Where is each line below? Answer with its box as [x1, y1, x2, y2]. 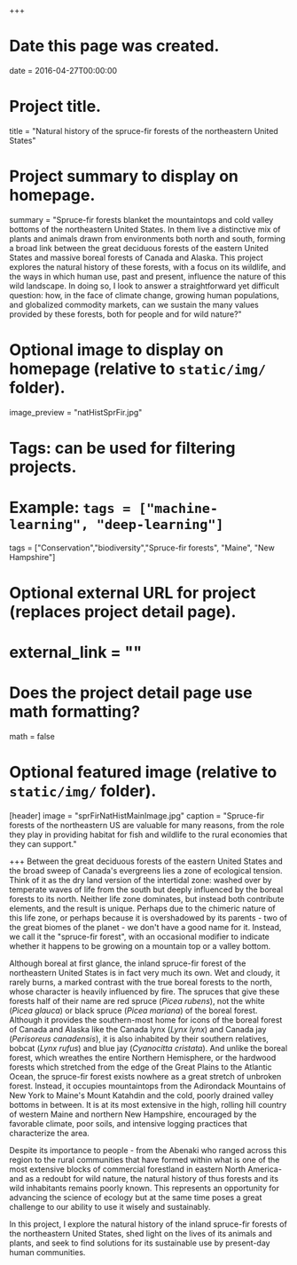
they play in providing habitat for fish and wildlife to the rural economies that [9, 829, 288, 840]
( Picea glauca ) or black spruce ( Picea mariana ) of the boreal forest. [9, 1005, 258, 1016]
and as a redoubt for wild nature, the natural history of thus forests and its [9, 1174, 279, 1184]
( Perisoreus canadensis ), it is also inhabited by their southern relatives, [9, 1033, 269, 1044]
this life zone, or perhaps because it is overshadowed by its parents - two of [9, 913, 288, 923]
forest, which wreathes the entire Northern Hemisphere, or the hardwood [9, 1053, 277, 1063]
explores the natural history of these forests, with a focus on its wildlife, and [9, 261, 286, 272]
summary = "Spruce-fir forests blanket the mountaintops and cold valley [9, 214, 274, 225]
